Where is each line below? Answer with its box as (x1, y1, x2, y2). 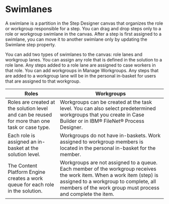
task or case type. (8, 123, 50, 130)
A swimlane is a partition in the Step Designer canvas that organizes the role (5, 20, 163, 26)
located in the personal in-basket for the (60, 145, 156, 152)
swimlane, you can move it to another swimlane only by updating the (5, 36, 147, 42)
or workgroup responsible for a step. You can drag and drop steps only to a (5, 25, 161, 31)
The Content (8, 162, 38, 169)
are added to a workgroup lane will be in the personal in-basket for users (5, 73, 156, 79)
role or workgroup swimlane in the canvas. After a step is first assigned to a (5, 31, 162, 37)
